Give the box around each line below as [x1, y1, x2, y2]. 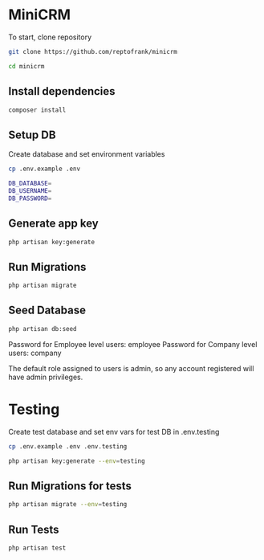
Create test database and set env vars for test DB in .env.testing [8, 427, 220, 436]
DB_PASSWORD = [8, 194, 52, 202]
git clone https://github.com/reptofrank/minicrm [8, 47, 178, 55]
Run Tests [8, 522, 59, 536]
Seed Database [8, 304, 87, 317]
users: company [8, 348, 62, 358]
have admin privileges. [8, 372, 83, 382]
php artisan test [8, 544, 67, 552]
